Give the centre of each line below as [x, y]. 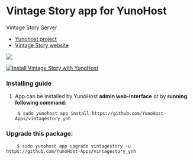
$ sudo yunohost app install [54, 114]
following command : [41, 103]
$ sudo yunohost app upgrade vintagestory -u [74, 146]
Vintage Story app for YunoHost [86, 11]
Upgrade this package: [40, 134]
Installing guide [29, 83]
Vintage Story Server [32, 27]
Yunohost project [36, 39]
